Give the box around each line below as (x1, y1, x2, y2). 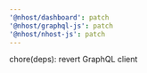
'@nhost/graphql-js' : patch (9, 21, 114, 30)
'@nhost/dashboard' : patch (9, 12, 110, 22)
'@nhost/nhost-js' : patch (9, 29, 105, 38)
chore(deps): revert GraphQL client (9, 54, 138, 65)
